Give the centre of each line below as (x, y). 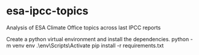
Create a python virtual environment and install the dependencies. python (98, 39)
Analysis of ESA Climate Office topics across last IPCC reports (84, 27)
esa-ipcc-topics (47, 11)
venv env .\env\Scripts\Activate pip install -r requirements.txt (88, 45)
